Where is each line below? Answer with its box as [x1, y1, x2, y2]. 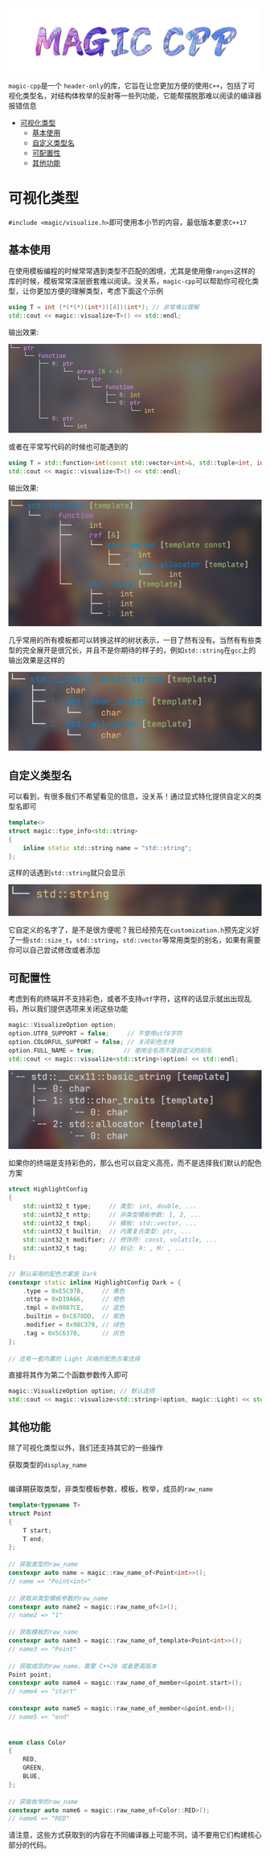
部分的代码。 [8, 1840, 51, 1850]
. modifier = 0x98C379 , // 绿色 [22, 1321, 125, 1329]
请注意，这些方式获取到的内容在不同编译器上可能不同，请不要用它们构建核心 [8, 1830, 262, 1840]
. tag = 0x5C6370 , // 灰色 [22, 1329, 125, 1337]
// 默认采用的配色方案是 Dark [8, 1270, 98, 1278]
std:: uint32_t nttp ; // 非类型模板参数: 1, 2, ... [22, 1210, 202, 1219]
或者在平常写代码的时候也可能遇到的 [8, 441, 129, 452]
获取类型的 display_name [8, 1460, 87, 1469]
